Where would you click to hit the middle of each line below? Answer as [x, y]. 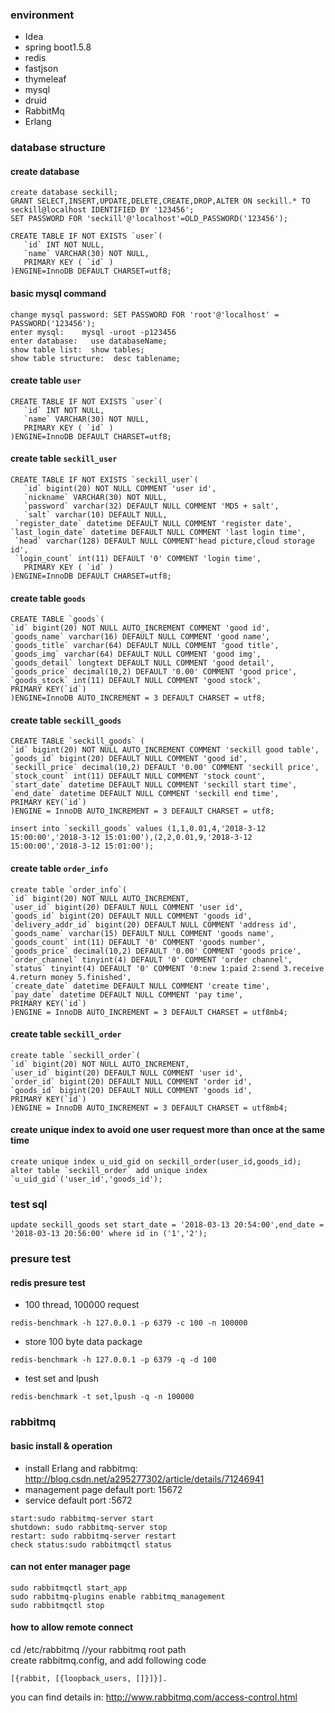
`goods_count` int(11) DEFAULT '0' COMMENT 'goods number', [138, 942]
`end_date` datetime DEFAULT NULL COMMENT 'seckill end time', [145, 794]
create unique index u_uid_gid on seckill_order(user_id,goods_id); [156, 1162]
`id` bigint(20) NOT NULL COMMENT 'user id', [120, 489]
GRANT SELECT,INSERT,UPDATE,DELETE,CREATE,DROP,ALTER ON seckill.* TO [160, 201]
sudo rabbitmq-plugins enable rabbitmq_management [118, 1596]
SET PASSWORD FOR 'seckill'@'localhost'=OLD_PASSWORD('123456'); [149, 219]
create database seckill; [64, 193]
